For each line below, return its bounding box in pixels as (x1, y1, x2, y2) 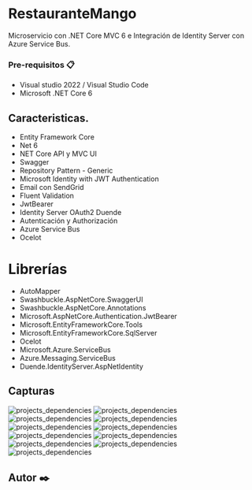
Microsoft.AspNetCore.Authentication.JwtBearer (19, 311, 177, 321)
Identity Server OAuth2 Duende (19, 208, 122, 217)
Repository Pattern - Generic (19, 166, 113, 176)
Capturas (8, 384, 55, 398)
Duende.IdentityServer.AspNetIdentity (19, 362, 144, 371)
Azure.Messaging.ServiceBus (19, 353, 116, 362)
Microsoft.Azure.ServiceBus (19, 344, 112, 355)
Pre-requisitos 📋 (8, 59, 75, 70)
